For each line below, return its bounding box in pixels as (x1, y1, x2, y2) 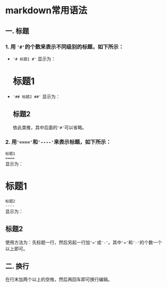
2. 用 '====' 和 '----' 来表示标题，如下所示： (5, 138, 112, 146)
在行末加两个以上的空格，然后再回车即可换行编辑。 (5, 276, 113, 282)
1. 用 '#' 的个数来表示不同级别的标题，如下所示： (5, 43, 124, 50)
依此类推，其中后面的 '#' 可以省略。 (12, 124, 87, 130)
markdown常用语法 (5, 5, 88, 16)
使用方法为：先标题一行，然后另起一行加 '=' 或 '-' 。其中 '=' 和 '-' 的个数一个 (5, 239, 162, 245)
